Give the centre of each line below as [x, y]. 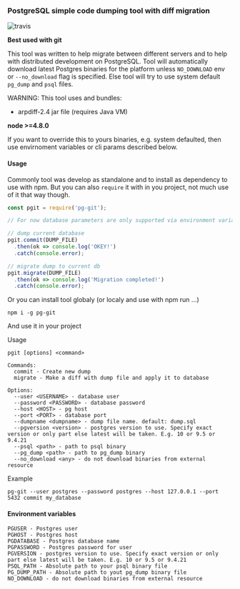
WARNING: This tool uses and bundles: [65, 98]
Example [20, 479]
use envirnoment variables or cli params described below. [92, 147]
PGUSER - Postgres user [43, 529]
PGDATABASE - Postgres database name [64, 541]
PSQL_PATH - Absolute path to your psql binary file [87, 566]
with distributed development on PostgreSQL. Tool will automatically [108, 61]
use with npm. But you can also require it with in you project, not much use [118, 187]
